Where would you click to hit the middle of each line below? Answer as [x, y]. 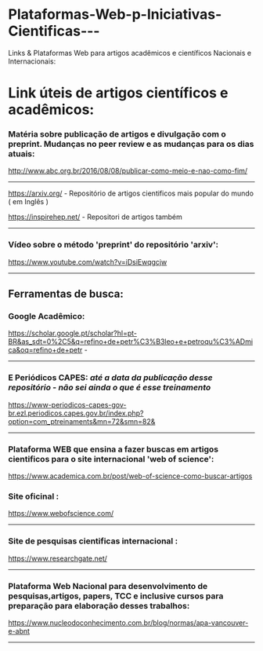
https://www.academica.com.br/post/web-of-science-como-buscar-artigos [130, 476]
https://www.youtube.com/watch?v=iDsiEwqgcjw [88, 261]
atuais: [22, 154]
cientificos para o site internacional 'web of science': [111, 459]
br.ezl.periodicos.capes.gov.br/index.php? [76, 413]
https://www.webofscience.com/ [61, 514]
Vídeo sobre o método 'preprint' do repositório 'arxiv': [113, 245]
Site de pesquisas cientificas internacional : [93, 541]
